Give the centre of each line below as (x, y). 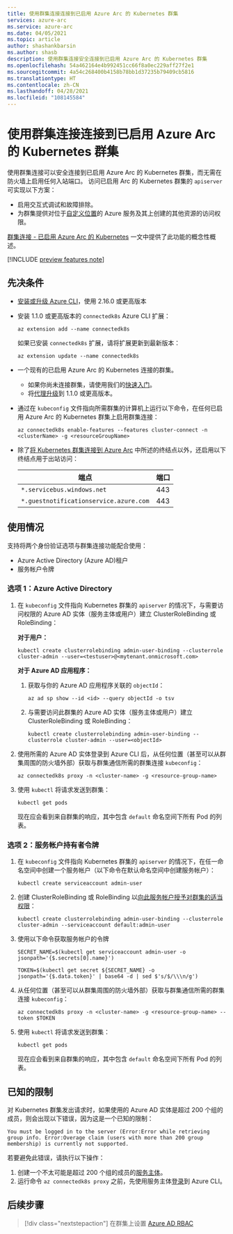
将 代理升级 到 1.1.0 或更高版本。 (72, 393)
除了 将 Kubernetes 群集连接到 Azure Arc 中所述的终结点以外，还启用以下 (121, 450)
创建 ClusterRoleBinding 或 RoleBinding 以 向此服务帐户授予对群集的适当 (120, 897)
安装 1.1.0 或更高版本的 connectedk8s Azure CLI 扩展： (94, 316)
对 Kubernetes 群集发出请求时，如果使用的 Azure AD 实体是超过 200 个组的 (115, 1109)
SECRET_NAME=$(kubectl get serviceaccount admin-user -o (102, 952)
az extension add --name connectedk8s (73, 329)
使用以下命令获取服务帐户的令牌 (63, 939)
